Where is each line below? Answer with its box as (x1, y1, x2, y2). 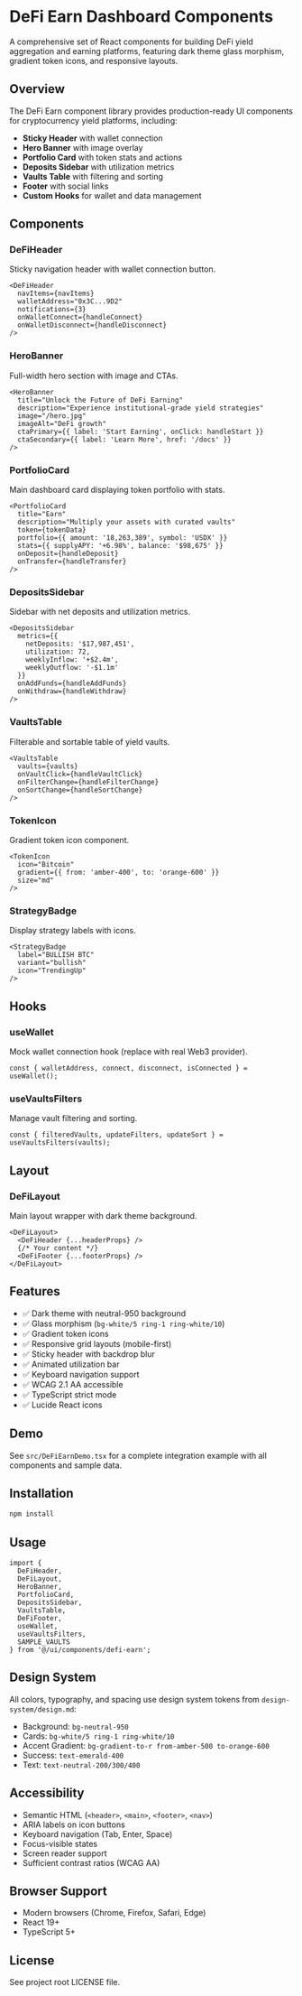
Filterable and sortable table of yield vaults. (9, 736, 170, 747)
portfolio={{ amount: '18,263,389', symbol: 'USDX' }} (17, 534, 228, 543)
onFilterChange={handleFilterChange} (17, 777, 160, 786)
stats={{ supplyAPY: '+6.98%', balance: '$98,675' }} (17, 542, 224, 551)
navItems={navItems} (17, 289, 95, 299)
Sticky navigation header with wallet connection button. (9, 264, 216, 274)
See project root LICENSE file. (9, 1977, 121, 1988)
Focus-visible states (22, 1838, 98, 1849)
